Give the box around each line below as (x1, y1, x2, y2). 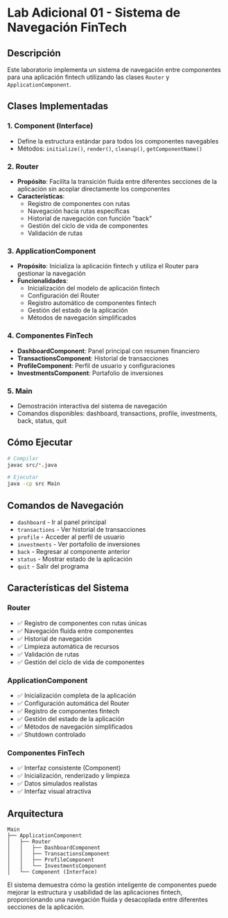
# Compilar (7, 455, 39, 462)
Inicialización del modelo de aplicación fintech (27, 284, 160, 293)
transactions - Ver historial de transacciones (17, 526, 146, 533)
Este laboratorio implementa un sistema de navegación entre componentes (7, 66, 222, 73)
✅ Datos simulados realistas (17, 779, 98, 788)
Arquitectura (7, 808, 64, 820)
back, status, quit (17, 416, 67, 424)
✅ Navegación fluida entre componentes (17, 626, 134, 635)
